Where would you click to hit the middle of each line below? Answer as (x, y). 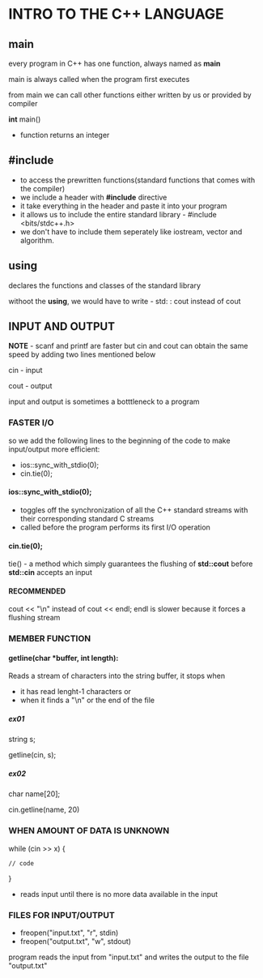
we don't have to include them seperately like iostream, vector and (131, 231)
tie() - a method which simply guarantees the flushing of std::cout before (131, 564)
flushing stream (34, 618)
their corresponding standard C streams (87, 518)
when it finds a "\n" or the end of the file (87, 700)
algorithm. (37, 240)
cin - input (25, 371)
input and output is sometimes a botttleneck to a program (104, 401)
